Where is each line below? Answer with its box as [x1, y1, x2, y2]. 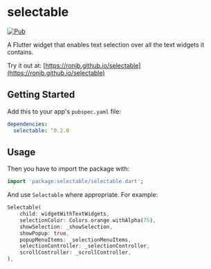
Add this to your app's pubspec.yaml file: [7, 107, 121, 115]
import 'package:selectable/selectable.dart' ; [7, 178, 144, 185]
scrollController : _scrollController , [19, 249, 131, 257]
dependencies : [7, 121, 48, 128]
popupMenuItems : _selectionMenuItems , [19, 236, 131, 243]
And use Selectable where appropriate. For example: [7, 191, 158, 199]
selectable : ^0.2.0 [13, 127, 70, 134]
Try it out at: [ [7, 61, 46, 69]
